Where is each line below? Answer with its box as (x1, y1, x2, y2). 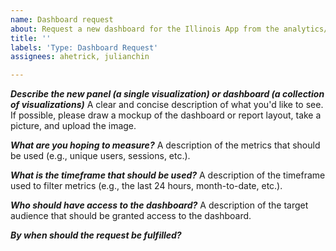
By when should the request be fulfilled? (10, 229, 182, 241)
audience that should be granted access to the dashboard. (10, 210, 252, 222)
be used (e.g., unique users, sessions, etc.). (10, 150, 191, 162)
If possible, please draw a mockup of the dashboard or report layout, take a (10, 109, 322, 121)
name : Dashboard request (10, 14, 114, 25)
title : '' (10, 33, 52, 43)
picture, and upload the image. (10, 120, 137, 132)
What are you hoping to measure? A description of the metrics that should (10, 139, 321, 151)
